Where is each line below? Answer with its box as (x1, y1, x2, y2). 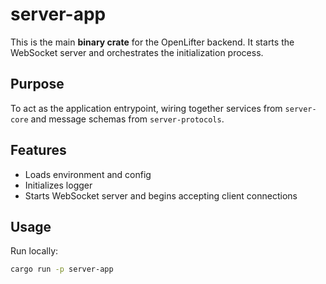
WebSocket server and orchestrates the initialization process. (10, 46, 264, 58)
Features (10, 142, 67, 159)
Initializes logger (24, 179, 93, 191)
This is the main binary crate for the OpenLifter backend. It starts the (10, 36, 295, 48)
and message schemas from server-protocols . (30, 113, 225, 125)
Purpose (10, 76, 65, 93)
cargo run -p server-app (10, 264, 114, 275)
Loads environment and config (24, 168, 152, 180)
